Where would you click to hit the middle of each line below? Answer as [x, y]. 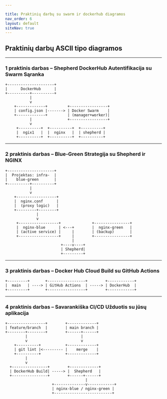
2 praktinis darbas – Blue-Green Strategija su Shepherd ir [75, 154]
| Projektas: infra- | [31, 175]
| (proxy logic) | [36, 205]
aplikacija [17, 313]
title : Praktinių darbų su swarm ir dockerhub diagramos [65, 14]
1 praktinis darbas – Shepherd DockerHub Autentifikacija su [79, 68]
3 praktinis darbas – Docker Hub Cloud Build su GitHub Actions [83, 270]
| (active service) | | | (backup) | [74, 232]
